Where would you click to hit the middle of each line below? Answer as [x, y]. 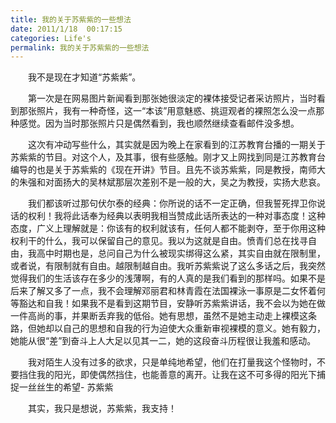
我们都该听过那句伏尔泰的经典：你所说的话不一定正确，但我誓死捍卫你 [172, 203]
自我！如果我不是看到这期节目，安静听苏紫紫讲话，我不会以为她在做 [185, 303]
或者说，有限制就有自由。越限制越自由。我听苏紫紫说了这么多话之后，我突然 [168, 266]
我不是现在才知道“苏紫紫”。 [84, 77]
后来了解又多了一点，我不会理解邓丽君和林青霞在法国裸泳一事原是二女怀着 [163, 291]
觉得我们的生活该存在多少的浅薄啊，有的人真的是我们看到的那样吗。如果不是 [168, 278]
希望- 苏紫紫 [88, 387]
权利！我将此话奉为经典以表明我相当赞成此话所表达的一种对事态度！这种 [176, 216]
